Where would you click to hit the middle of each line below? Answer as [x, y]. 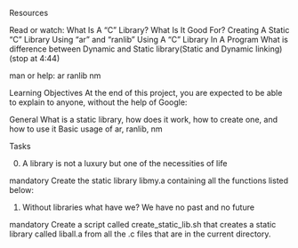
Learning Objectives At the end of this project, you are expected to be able [146, 93]
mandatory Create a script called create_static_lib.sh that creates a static [143, 224]
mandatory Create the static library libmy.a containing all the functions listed [149, 180]
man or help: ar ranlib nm [55, 76]
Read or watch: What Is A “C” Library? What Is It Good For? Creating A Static [149, 30]
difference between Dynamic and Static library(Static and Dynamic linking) [146, 49]
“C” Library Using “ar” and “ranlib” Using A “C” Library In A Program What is [149, 40]
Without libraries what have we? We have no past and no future [138, 207]
